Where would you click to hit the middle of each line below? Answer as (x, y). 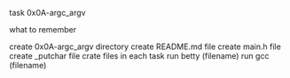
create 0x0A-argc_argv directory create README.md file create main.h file (145, 46)
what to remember (43, 29)
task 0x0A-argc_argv (47, 13)
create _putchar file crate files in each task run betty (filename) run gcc (139, 56)
